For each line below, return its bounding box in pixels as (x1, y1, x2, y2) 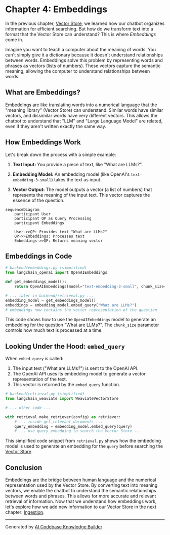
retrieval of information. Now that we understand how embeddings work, (5, 498, 157, 505)
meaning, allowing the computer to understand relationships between (5, 68, 150, 74)
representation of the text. (12, 376, 67, 382)
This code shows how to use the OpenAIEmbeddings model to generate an (5, 317, 156, 323)
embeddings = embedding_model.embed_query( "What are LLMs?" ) (5, 302, 137, 308)
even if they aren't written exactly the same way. (5, 123, 106, 129)
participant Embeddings (14, 220, 65, 226)
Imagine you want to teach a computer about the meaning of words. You (5, 46, 156, 52)
